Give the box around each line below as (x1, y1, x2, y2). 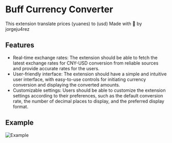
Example (5, 118, 34, 127)
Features (5, 41, 34, 50)
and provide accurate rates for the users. (12, 65, 100, 71)
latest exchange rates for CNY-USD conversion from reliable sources (12, 60, 159, 66)
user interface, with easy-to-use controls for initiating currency (12, 76, 146, 83)
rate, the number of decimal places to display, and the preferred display (12, 98, 164, 104)
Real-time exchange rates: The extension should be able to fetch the (12, 54, 158, 60)
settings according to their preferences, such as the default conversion (12, 92, 163, 98)
